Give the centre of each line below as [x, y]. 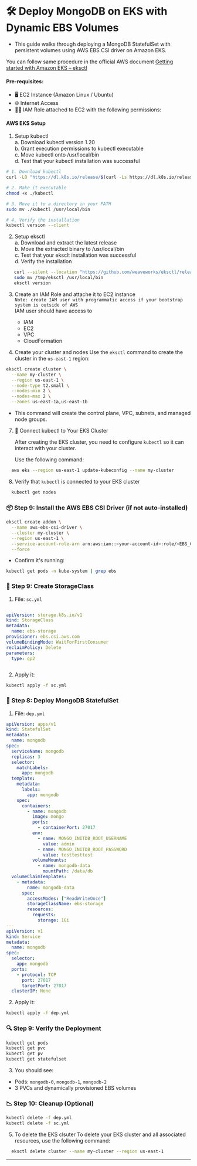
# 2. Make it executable [36, 188]
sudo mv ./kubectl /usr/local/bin [48, 209]
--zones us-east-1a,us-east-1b [50, 402]
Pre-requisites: [25, 81]
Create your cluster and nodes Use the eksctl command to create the [99, 352]
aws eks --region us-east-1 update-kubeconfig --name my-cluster [93, 470]
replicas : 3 [26, 757]
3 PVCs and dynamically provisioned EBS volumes [75, 1088]
